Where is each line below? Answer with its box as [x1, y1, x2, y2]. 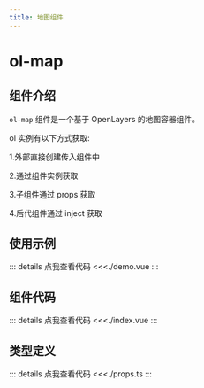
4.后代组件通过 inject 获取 [9, 207, 103, 218]
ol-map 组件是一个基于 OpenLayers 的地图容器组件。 [9, 113, 200, 124]
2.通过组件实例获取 [9, 170, 79, 181]
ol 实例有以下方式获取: [9, 132, 90, 143]
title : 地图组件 [9, 12, 64, 22]
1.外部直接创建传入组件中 [9, 151, 100, 162]
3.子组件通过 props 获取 [9, 189, 96, 199]
